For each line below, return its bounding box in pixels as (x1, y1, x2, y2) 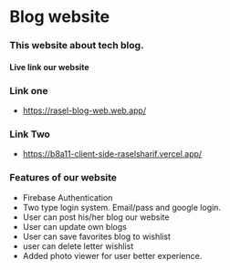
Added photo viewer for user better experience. (22, 250, 203, 261)
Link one (9, 84, 48, 97)
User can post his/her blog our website (22, 212, 170, 223)
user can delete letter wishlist (22, 240, 134, 252)
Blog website (9, 6, 110, 27)
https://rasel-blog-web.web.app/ (22, 105, 147, 116)
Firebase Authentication (22, 192, 113, 202)
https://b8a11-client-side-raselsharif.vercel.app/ (22, 149, 203, 160)
